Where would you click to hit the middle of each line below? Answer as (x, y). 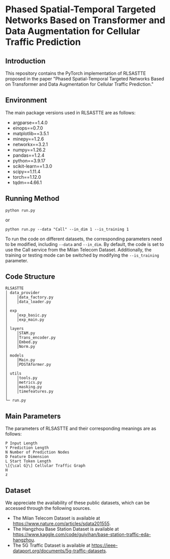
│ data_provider (22, 293)
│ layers (15, 329)
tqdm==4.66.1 (27, 182)
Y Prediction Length (27, 448)
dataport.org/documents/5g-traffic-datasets (59, 551)
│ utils (14, 374)
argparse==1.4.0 (30, 122)
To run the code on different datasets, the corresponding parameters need (84, 239)
